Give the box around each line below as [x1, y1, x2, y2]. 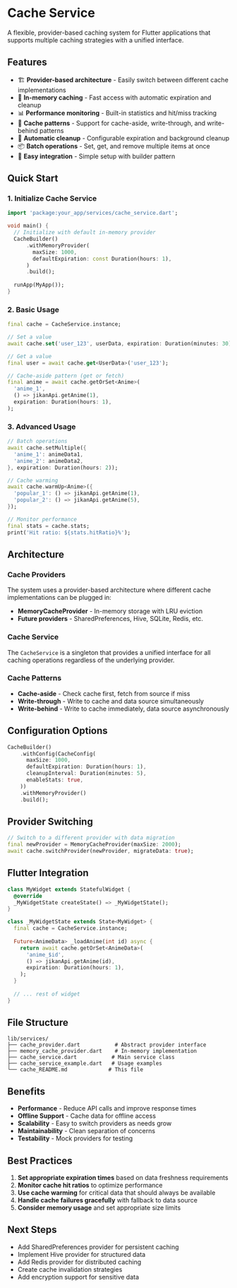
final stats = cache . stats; [7, 522, 90, 529]
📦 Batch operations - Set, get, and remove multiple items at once [17, 141, 210, 150]
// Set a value [7, 333, 52, 341]
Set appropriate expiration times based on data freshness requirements [17, 1174, 229, 1182]
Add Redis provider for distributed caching [17, 1258, 142, 1266]
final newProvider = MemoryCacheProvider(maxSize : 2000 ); [7, 841, 181, 849]
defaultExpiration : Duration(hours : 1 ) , [25, 763, 147, 771]
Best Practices [7, 1154, 73, 1166]
